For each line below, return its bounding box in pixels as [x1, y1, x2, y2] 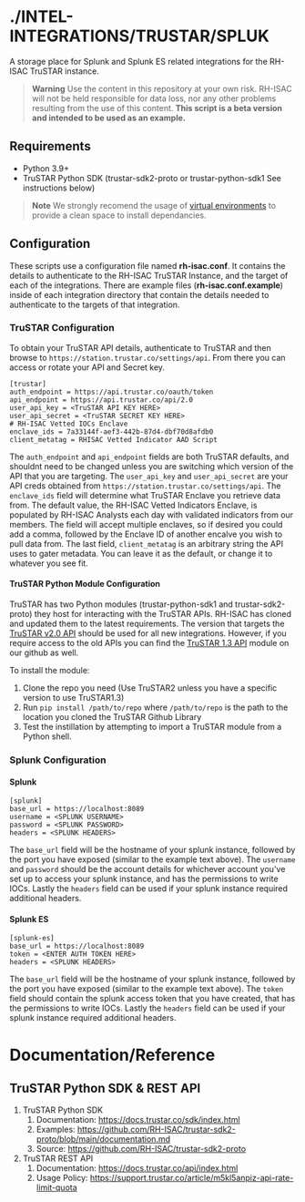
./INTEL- [9, 6, 75, 27]
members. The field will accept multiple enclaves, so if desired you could [9, 519, 283, 529]
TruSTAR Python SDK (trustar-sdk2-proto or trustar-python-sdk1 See [22, 172, 282, 183]
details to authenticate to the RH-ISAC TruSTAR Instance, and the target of [9, 270, 289, 281]
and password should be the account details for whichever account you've [9, 864, 286, 875]
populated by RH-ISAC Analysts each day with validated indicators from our [9, 509, 294, 520]
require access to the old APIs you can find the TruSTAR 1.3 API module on [9, 638, 290, 649]
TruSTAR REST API [22, 1153, 94, 1164]
